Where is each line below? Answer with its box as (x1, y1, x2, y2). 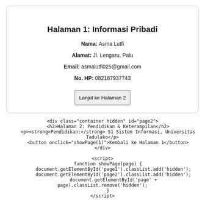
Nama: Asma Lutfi (81, 40, 124, 47)
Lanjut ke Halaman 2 (79, 94, 126, 101)
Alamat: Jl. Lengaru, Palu (71, 51, 134, 59)
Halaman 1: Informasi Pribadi (47, 24, 158, 34)
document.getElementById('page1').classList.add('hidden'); (35, 166, 192, 172)
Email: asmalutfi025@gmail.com (63, 63, 142, 70)
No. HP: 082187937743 (74, 74, 131, 81)
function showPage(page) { (73, 160, 142, 167)
